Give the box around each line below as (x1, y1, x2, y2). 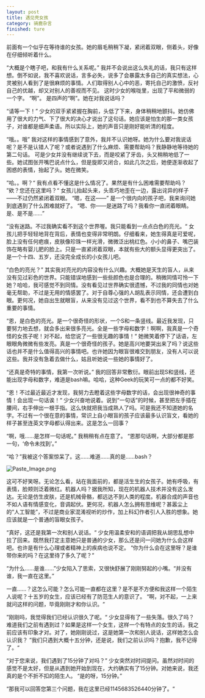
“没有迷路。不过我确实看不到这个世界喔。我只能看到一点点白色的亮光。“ (6, 223, 188, 230)
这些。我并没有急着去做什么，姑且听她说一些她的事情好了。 (6, 355, 156, 363)
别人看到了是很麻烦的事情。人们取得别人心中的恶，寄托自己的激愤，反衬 (16, 79, 199, 87)
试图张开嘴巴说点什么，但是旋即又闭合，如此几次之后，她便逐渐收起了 (22, 159, 199, 166)
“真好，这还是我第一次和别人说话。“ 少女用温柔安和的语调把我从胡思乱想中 (6, 529, 195, 536)
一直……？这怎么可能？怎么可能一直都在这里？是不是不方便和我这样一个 (6, 585, 187, 592)
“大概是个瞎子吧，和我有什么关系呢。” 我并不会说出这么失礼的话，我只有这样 (6, 64, 197, 71)
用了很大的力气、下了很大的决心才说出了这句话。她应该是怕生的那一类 (6, 115, 183, 123)
